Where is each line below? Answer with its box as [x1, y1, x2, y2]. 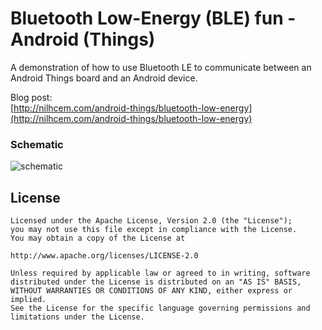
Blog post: [10, 91, 53, 103]
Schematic [10, 137, 64, 151]
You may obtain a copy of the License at [10, 233, 186, 244]
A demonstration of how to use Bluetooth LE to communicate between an [10, 61, 312, 73]
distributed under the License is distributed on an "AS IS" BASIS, [10, 277, 302, 287]
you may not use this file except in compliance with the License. [10, 225, 298, 235]
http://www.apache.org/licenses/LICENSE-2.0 [10, 251, 199, 261]
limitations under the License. [10, 312, 145, 322]
